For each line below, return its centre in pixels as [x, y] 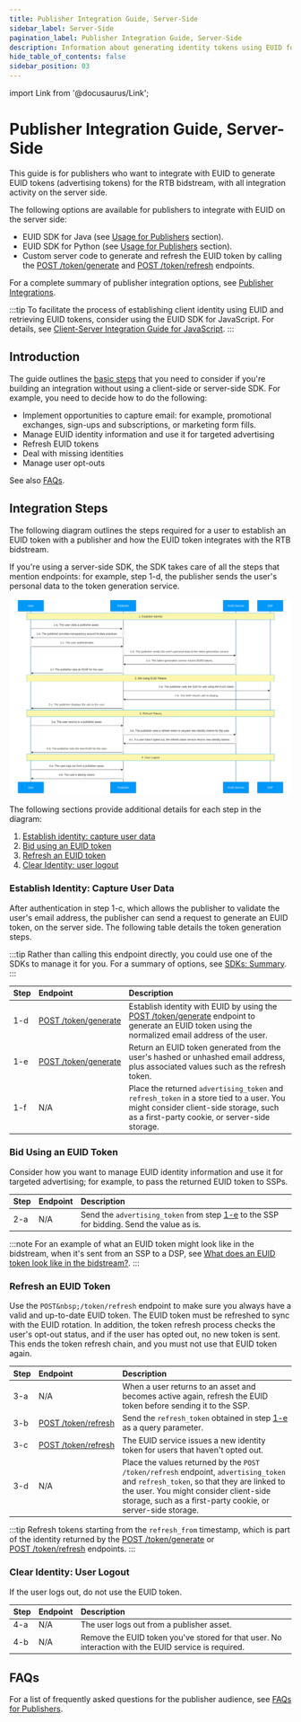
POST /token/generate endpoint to [192, 1016]
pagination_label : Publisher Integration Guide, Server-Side [126, 38]
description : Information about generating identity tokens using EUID [146, 48]
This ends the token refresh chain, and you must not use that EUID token [143, 1344]
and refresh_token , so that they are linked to [204, 1481]
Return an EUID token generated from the [205, 1047]
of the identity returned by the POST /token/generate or [112, 1540]
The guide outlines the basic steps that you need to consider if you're [138, 378]
